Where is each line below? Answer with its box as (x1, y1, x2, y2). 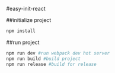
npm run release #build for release (6, 61, 97, 67)
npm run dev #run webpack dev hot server (6, 50, 110, 56)
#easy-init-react (6, 5, 46, 12)
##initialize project (6, 17, 52, 23)
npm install (6, 28, 36, 34)
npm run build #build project (6, 56, 81, 62)
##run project (6, 39, 40, 46)
